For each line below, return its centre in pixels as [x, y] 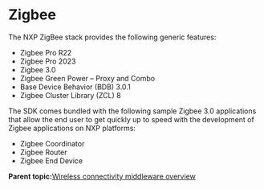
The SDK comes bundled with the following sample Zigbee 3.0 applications [132, 111]
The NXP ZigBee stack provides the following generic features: [112, 37]
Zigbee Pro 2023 [48, 61]
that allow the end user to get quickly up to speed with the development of [131, 119]
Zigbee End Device [51, 160]
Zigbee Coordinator [52, 143]
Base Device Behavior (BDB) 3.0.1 [75, 87]
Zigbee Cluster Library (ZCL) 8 [71, 95]
